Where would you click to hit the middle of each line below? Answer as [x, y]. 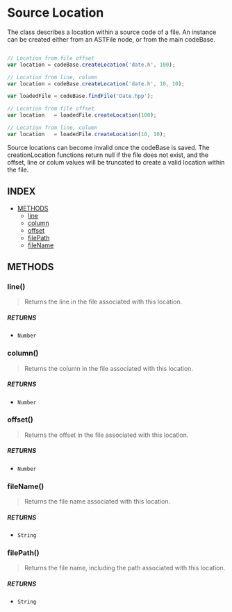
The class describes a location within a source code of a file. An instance [112, 32]
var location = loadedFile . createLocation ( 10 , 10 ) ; [87, 134]
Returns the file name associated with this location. [97, 502]
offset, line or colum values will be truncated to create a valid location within [116, 162]
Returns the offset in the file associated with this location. [106, 435]
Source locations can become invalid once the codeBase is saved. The [108, 147]
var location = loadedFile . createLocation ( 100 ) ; [82, 115]
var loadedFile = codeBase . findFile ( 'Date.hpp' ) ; [81, 96]
